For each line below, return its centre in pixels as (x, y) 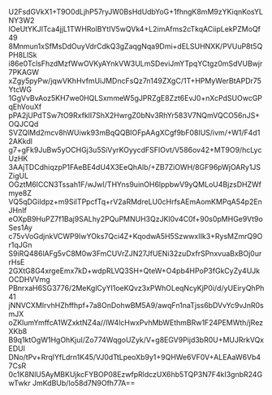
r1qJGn (20, 245)
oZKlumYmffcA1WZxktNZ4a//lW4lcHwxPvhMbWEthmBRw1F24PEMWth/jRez (136, 323)
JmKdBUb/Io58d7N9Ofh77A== (84, 383)
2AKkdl (20, 141)
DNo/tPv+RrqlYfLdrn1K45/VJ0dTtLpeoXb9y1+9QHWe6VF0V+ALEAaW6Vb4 (135, 357)
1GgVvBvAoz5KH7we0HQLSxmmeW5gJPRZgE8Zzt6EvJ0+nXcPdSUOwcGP (135, 98)
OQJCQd (24, 124)
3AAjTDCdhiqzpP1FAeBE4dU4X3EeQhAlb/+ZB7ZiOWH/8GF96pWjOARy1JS (135, 167)
